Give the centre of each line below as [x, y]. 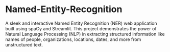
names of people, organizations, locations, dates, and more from [73, 39]
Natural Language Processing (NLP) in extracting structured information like [85, 34]
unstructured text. [24, 44]
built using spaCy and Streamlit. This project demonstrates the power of [81, 28]
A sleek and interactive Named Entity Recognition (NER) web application [81, 23]
